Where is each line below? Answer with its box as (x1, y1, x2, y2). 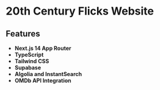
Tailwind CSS (14, 58, 49, 64)
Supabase (14, 64, 42, 71)
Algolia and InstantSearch (14, 71, 82, 77)
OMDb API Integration (14, 77, 71, 84)
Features (5, 29, 40, 39)
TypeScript (14, 51, 44, 58)
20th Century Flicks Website (5, 4, 154, 18)
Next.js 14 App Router (14, 44, 71, 52)
